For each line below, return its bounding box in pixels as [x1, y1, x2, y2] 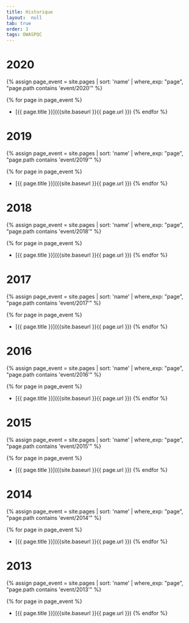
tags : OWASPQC [6, 32, 43, 38]
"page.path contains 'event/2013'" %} [6, 586, 102, 593]
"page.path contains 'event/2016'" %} [6, 371, 102, 378]
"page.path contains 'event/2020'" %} [6, 85, 103, 92]
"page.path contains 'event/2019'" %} [6, 156, 102, 163]
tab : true [6, 20, 32, 26]
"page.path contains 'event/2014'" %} [6, 514, 102, 521]
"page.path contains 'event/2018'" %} [6, 227, 102, 235]
